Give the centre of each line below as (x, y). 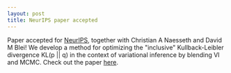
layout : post (26, 14)
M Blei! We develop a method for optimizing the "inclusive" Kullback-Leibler (115, 47)
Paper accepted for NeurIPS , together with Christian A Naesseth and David (115, 40)
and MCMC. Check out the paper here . (63, 62)
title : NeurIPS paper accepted (53, 20)
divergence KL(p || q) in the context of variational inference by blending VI (114, 55)
